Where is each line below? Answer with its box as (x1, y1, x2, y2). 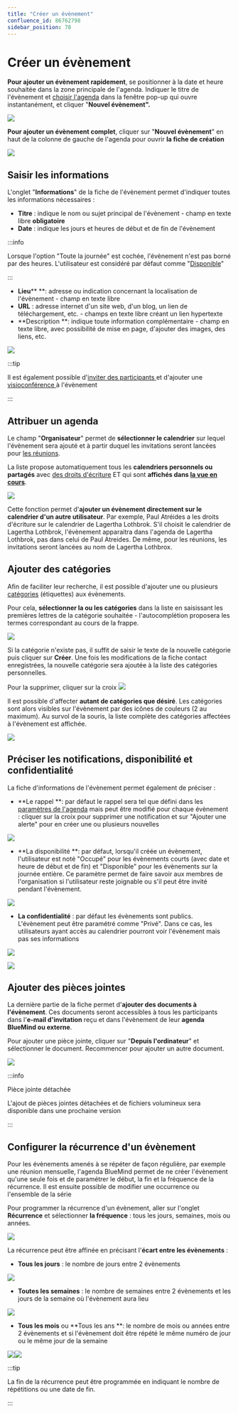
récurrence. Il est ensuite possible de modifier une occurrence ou (7, 1183, 200, 1191)
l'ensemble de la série (7, 1190, 72, 1198)
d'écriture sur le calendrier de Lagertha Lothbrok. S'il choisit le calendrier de (7, 520, 231, 528)
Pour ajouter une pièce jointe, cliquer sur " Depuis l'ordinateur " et (7, 1037, 200, 1046)
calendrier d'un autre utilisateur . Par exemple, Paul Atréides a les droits (7, 512, 219, 521)
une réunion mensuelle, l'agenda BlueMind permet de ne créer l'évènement (7, 1167, 229, 1176)
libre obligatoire (17, 217, 65, 225)
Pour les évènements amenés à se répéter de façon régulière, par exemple (7, 1160, 226, 1168)
